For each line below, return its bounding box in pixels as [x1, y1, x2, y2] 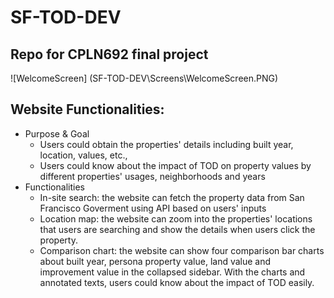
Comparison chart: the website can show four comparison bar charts [39, 244, 325, 256]
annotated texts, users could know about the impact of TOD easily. [39, 276, 315, 288]
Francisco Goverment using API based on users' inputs [39, 202, 267, 214]
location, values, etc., [39, 149, 128, 161]
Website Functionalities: [10, 101, 165, 118]
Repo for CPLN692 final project [10, 46, 209, 63]
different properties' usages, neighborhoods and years [39, 170, 266, 182]
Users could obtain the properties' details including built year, [39, 138, 294, 150]
